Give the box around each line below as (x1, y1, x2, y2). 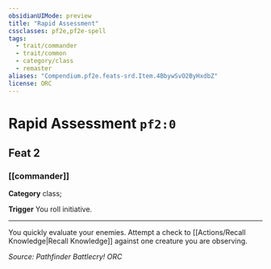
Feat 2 (8, 146, 40, 160)
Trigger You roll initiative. (8, 204, 93, 214)
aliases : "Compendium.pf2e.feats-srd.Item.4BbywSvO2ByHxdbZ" (8, 72, 219, 80)
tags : (8, 34, 27, 43)
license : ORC (8, 79, 52, 87)
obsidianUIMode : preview (8, 11, 92, 20)
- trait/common (15, 49, 67, 57)
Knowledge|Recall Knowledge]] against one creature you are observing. (8, 236, 248, 246)
